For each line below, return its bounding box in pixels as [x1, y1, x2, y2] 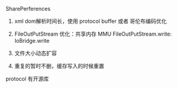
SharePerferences [5, 5, 51, 12]
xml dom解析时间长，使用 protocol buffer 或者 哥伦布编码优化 [14, 17, 167, 25]
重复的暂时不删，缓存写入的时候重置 [14, 63, 105, 69]
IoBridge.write [14, 37, 50, 44]
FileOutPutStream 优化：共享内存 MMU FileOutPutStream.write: [14, 30, 172, 37]
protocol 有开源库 [5, 75, 49, 82]
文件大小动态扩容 [14, 49, 57, 57]
